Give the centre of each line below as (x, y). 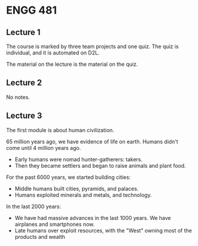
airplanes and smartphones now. (55, 224)
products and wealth (40, 237)
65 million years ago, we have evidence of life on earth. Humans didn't (92, 141)
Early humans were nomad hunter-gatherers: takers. (79, 159)
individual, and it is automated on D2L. (53, 53)
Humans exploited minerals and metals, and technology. (83, 195)
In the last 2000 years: (33, 206)
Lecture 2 (24, 83)
